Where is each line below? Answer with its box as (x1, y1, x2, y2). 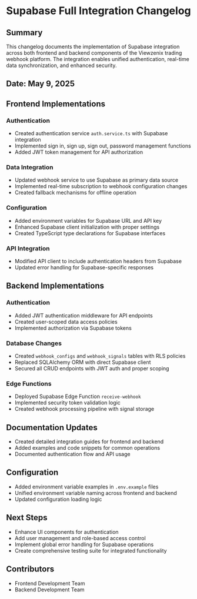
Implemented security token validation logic (14, 399, 121, 406)
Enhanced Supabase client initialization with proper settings (14, 223, 160, 230)
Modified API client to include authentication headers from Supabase (14, 257, 182, 265)
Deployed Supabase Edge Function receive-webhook (14, 393, 141, 400)
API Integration (6, 244, 50, 252)
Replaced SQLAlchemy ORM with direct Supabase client (14, 359, 151, 366)
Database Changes (6, 339, 62, 347)
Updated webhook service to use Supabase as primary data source (14, 176, 178, 183)
